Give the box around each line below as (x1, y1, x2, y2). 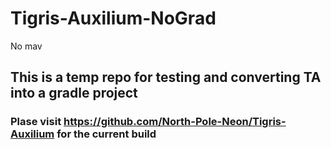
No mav (10, 40, 43, 52)
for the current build (56, 127, 157, 141)
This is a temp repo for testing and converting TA (10, 69, 322, 86)
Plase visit (10, 115, 62, 129)
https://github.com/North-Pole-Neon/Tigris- (63, 115, 287, 129)
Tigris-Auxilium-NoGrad (10, 7, 217, 30)
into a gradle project (10, 85, 138, 102)
